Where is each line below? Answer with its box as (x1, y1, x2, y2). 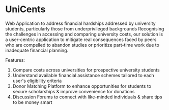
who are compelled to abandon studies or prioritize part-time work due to (5, 42, 159, 48)
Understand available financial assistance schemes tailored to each (12, 72, 154, 78)
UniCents (5, 4, 46, 15)
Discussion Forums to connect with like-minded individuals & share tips (12, 94, 162, 100)
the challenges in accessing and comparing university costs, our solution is (5, 31, 163, 37)
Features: (5, 57, 25, 63)
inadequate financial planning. (5, 47, 69, 53)
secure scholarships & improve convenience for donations (12, 88, 135, 94)
